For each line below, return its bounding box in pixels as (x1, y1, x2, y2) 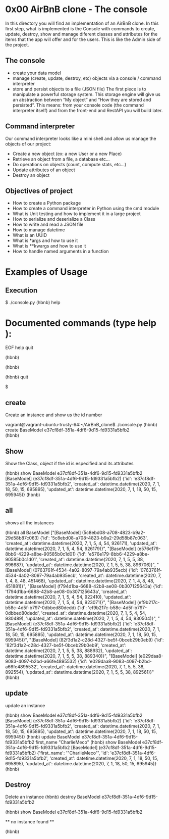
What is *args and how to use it (12, 237, 78, 243)
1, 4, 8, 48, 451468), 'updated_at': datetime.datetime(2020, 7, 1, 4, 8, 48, (5, 577, 155, 584)
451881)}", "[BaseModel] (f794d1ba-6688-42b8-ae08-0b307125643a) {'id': (5, 583, 163, 589)
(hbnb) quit (5, 374, 29, 380)
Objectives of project (5, 186, 73, 195)
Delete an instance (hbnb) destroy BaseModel (5, 794, 101, 800)
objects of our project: (5, 140, 51, 147)
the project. (5, 41, 29, 47)
